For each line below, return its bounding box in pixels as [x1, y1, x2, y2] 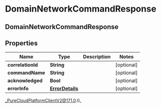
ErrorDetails [50, 85, 79, 92]
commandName [7, 69, 45, 76]
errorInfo [7, 85, 29, 92]
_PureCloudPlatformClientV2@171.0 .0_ [5, 98, 82, 104]
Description [83, 53, 111, 60]
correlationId [7, 62, 38, 68]
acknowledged [7, 77, 43, 84]
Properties [5, 39, 38, 47]
